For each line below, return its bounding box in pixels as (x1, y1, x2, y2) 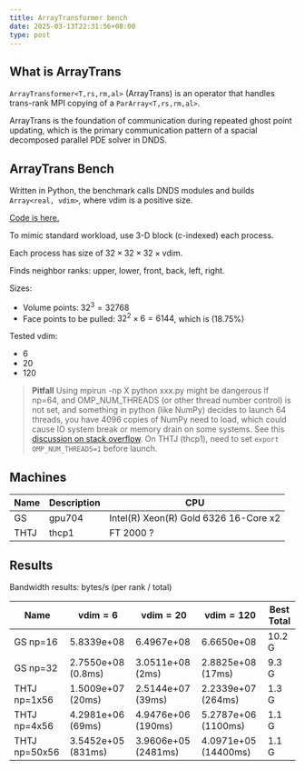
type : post (9, 30, 51, 39)
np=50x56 (14, 745, 60, 758)
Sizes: (9, 283, 33, 294)
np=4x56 (14, 719, 54, 732)
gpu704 (48, 512, 84, 525)
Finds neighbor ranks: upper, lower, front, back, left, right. (9, 265, 225, 275)
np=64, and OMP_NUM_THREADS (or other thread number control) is (31, 395, 292, 405)
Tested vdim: (9, 331, 58, 342)
